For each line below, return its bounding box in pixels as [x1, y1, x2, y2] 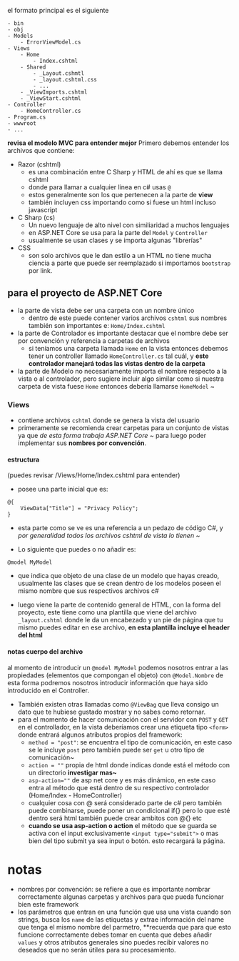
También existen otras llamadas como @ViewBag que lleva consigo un [17, 699, 219, 708]
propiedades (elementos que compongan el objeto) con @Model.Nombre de [7, 671, 223, 679]
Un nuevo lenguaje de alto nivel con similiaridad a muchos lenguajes [28, 221, 230, 229]
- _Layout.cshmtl [33, 70, 84, 77]
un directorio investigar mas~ [28, 768, 117, 777]
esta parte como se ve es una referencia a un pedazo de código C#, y [17, 524, 223, 532]
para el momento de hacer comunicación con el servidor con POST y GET [17, 714, 228, 724]
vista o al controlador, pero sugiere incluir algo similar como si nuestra [17, 374, 225, 383]
